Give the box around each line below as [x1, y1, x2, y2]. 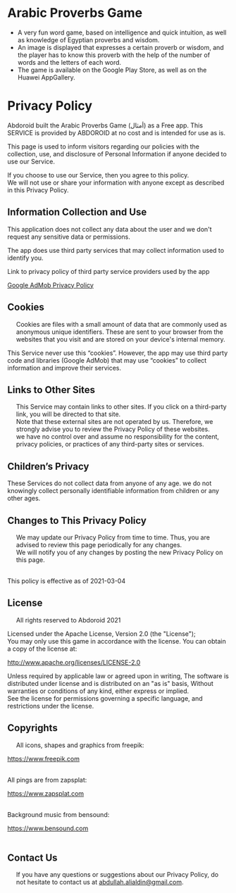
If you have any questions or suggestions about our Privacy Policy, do [16, 870, 219, 879]
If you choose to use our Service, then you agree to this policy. [7, 170, 190, 179]
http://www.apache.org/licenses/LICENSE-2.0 [7, 658, 141, 666]
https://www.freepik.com [7, 754, 80, 763]
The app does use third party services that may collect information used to [7, 246, 224, 254]
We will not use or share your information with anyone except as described [7, 178, 225, 187]
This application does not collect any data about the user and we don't [7, 225, 213, 233]
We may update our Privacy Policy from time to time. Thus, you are [16, 533, 210, 542]
